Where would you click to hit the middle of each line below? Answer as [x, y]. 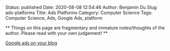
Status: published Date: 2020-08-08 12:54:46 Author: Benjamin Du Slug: [82, 7]
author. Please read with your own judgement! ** [57, 33]
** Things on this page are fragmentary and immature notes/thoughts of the [85, 28]
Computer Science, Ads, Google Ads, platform [54, 18]
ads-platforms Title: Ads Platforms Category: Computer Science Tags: [79, 13]
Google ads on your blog [31, 43]
